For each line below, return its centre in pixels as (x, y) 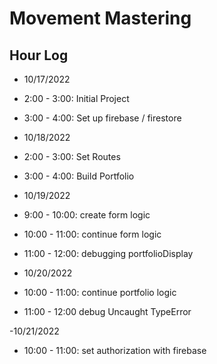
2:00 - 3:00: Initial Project (76, 98)
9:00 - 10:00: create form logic (87, 215)
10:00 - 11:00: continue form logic (92, 234)
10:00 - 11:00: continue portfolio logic (100, 292)
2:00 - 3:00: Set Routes (72, 156)
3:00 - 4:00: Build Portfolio (79, 176)
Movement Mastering (100, 18)
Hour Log (39, 55)
